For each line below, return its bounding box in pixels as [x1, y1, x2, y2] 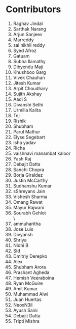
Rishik [13, 118, 26, 124]
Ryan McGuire [13, 280, 43, 286]
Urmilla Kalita [13, 107, 41, 113]
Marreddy [13, 37, 34, 43]
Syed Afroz [13, 47, 37, 53]
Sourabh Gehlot [13, 210, 46, 216]
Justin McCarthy [13, 177, 48, 183]
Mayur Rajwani [13, 204, 45, 210]
